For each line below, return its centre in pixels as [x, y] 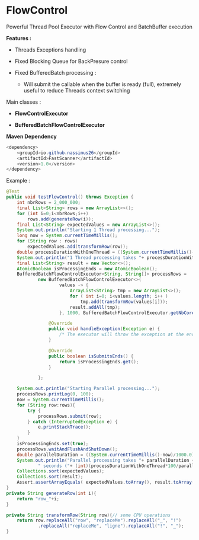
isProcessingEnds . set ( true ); [53, 444]
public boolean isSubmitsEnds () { [91, 356]
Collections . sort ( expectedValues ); [61, 471]
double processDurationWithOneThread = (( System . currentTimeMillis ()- [106, 252]
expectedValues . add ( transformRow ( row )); [78, 247]
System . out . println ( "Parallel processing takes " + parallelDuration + [106, 460]
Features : [19, 38]
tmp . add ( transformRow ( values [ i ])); [124, 302]
